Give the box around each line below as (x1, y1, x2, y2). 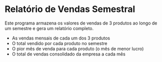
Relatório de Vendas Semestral (4, 3, 135, 15)
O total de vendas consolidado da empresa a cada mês (11, 51, 125, 57)
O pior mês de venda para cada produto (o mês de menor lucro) (11, 45, 144, 51)
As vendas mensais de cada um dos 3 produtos (11, 35, 110, 41)
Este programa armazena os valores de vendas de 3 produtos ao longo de (4, 20, 157, 26)
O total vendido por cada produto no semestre (11, 40, 107, 46)
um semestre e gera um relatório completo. (4, 25, 94, 31)
